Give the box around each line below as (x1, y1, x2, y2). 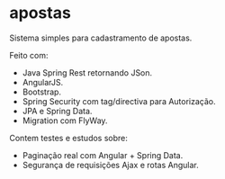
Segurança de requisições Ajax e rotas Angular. (22, 159, 200, 170)
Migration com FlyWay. (22, 115, 108, 126)
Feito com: (9, 49, 49, 60)
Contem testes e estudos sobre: (9, 132, 129, 143)
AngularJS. (22, 76, 64, 87)
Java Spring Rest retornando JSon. (22, 67, 153, 78)
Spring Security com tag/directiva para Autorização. (22, 95, 216, 106)
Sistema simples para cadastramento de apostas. (9, 32, 193, 43)
